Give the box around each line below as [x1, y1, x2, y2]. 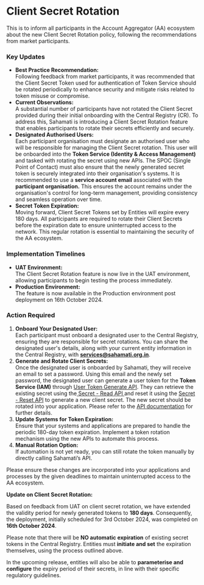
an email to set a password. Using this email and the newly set [15, 370, 172, 377]
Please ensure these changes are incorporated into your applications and [6, 466, 191, 473]
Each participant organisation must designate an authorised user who [15, 138, 190, 145]
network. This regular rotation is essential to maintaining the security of [15, 228, 194, 236]
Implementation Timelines [6, 250, 85, 258]
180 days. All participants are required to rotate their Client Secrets [15, 215, 183, 223]
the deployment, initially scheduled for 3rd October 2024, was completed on [6, 516, 198, 523]
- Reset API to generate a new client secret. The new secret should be [15, 396, 191, 403]
